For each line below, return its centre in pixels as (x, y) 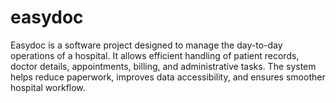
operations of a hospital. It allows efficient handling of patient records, (155, 55)
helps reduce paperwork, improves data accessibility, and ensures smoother (168, 77)
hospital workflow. (48, 87)
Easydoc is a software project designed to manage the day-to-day (146, 45)
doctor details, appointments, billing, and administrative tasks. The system (163, 66)
